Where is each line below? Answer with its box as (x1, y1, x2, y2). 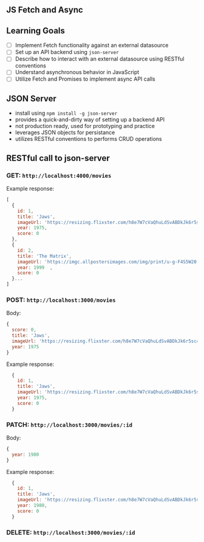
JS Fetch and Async (6, 5, 83, 15)
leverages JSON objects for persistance (15, 129, 115, 136)
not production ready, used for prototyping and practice (15, 123, 155, 130)
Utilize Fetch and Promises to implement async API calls (15, 75, 156, 83)
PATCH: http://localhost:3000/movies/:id (6, 420, 132, 429)
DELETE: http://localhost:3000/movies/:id (6, 528, 135, 537)
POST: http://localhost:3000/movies (6, 296, 116, 304)
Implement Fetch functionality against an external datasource (15, 42, 169, 49)
